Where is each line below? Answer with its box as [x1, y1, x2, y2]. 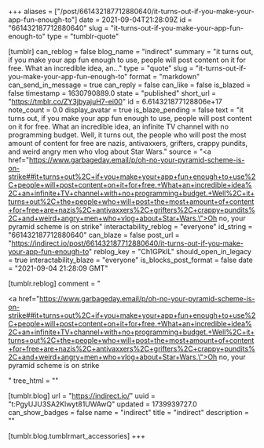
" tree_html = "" [8, 376, 59, 385]
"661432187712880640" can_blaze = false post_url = [8, 231, 180, 239]
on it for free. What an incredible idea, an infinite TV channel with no [8, 122, 229, 131]
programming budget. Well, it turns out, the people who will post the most [8, 130, 247, 140]
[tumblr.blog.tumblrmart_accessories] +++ [8, 432, 146, 440]
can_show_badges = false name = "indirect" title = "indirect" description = [8, 408, 249, 417]
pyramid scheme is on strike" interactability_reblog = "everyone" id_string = [8, 222, 253, 231]
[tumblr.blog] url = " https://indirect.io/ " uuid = [8, 392, 156, 400]
